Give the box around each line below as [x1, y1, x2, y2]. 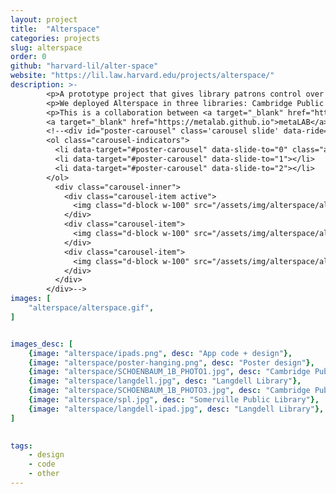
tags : [10, 441, 33, 451]
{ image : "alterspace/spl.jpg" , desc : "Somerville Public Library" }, [28, 395, 320, 405]
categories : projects [10, 33, 101, 43]
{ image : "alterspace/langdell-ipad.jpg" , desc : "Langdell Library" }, [28, 404, 325, 414]
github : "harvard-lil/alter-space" [10, 61, 159, 71]
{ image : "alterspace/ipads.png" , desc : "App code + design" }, [28, 348, 293, 358]
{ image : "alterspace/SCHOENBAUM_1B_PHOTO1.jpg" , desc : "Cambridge [28, 367, 311, 377]
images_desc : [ [10, 339, 74, 349]
